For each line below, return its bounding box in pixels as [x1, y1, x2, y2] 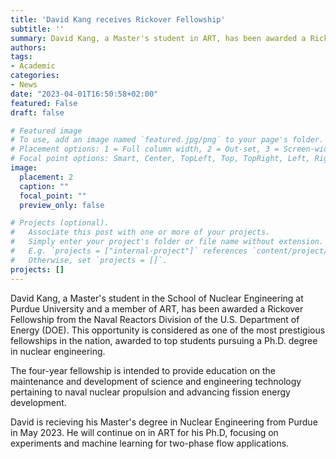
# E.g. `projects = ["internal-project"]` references [10, 246, 248, 256]
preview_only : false [19, 200, 105, 210]
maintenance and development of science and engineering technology [10, 375, 302, 387]
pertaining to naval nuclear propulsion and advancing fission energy [10, 386, 291, 398]
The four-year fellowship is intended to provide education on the [10, 364, 277, 376]
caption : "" [19, 181, 70, 191]
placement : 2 [19, 172, 74, 182]
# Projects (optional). [10, 218, 110, 228]
